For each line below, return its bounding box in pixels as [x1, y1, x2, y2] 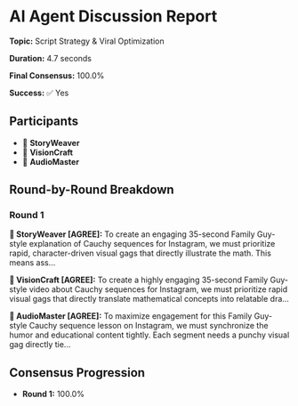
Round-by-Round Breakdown [9, 183, 175, 198]
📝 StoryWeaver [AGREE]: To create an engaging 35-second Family [9, 229, 255, 240]
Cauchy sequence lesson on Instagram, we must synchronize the [28, 321, 269, 331]
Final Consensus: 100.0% [9, 69, 105, 81]
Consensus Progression [9, 365, 145, 380]
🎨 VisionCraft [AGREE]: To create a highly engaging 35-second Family [9, 274, 269, 286]
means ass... [9, 257, 56, 268]
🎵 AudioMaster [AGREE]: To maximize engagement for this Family [9, 311, 253, 321]
